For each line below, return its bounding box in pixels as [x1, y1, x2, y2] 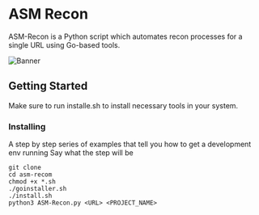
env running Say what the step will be [8, 148, 134, 158]
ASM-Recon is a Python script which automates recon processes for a [8, 32, 243, 41]
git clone [8, 163, 42, 172]
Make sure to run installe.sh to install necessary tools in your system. [8, 100, 239, 110]
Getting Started [8, 79, 88, 93]
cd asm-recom [8, 171, 53, 179]
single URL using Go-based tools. [8, 40, 121, 49]
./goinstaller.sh [8, 185, 67, 193]
